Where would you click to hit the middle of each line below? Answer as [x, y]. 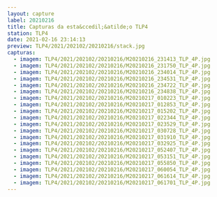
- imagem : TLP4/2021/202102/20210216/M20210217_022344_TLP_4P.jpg [112, 117]
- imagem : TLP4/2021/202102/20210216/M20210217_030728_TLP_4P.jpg [112, 131]
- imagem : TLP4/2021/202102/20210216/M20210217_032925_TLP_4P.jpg [112, 144]
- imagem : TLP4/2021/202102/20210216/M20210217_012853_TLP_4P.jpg [112, 105]
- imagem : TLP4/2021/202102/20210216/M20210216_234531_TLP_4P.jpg [112, 79]
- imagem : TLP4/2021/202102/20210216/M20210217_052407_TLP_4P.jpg [112, 150]
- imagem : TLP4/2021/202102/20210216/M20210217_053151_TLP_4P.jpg [112, 157]
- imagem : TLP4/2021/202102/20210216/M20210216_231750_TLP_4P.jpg [112, 66]
